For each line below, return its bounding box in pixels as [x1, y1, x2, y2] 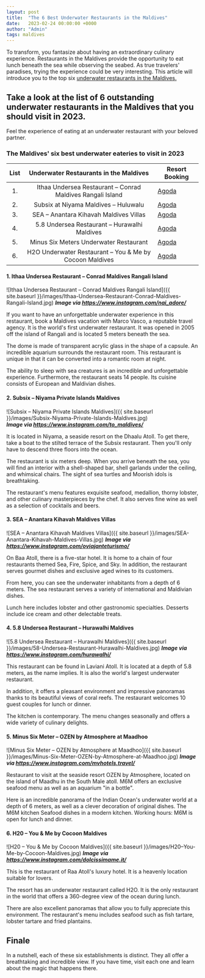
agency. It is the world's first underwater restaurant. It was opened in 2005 [6, 324, 195, 331]
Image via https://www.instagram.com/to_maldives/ [6, 421, 143, 428]
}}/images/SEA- [149, 529, 189, 537]
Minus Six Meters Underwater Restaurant [29, 238, 148, 246]
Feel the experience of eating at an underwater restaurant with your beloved [6, 127, 198, 134]
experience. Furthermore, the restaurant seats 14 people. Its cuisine [6, 373, 177, 381]
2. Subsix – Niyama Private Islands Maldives [6, 394, 120, 402]
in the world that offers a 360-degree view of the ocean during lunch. [6, 893, 181, 900]
